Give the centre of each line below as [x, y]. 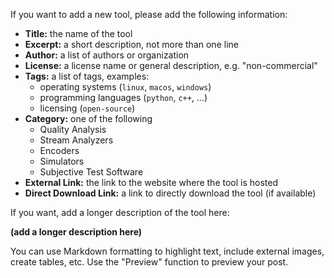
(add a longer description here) [76, 232]
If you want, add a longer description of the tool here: [120, 212]
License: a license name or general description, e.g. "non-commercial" [171, 65]
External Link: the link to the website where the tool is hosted [151, 182]
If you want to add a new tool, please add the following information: [149, 14]
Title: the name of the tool [78, 33]
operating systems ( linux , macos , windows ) [125, 87]
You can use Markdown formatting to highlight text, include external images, [167, 251]
